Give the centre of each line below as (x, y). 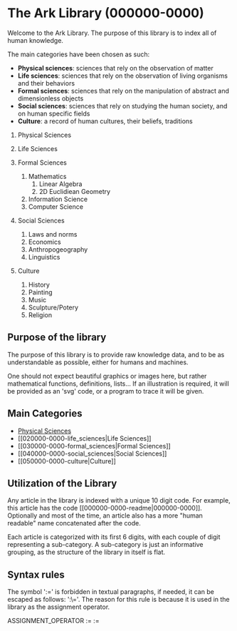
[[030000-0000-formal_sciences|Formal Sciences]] (94, 446)
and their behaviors (46, 83)
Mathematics (47, 176)
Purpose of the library (57, 338)
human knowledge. (36, 40)
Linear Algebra (60, 184)
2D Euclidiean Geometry (75, 191)
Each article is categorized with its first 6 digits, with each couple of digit (114, 537)
